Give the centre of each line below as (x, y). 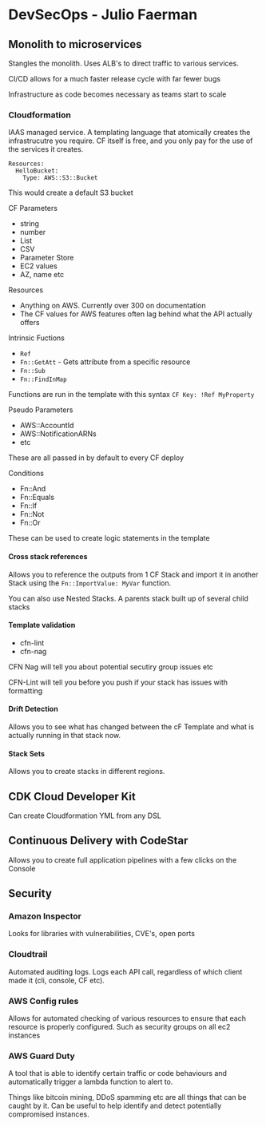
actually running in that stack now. (65, 735)
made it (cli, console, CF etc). (57, 980)
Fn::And (33, 489)
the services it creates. (46, 149)
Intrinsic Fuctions (37, 338)
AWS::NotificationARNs (58, 434)
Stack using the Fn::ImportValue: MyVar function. (90, 583)
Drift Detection (33, 709)
